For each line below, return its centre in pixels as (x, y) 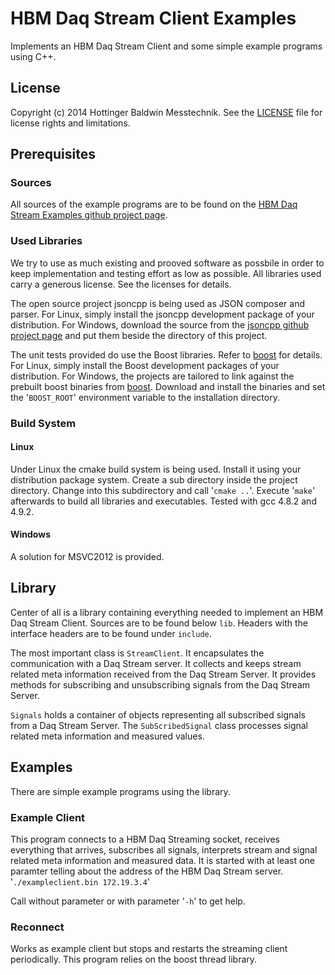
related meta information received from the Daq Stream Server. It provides (163, 674)
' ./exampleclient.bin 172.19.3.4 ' (80, 881)
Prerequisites (53, 154)
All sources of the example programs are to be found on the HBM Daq (154, 204)
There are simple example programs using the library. (120, 791)
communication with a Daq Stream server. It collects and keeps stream (156, 663)
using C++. (33, 56)
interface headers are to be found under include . (111, 633)
